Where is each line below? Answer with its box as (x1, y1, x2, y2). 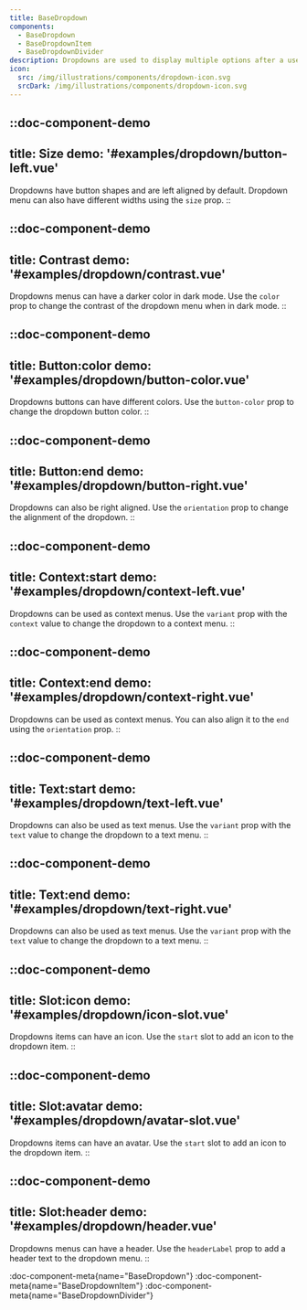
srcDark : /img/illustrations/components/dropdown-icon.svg (17, 81, 248, 91)
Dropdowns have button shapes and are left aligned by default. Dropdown (9, 185, 288, 196)
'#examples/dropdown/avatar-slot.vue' (9, 1113, 240, 1129)
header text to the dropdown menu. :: (9, 1252, 150, 1263)
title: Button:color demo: (9, 357, 153, 373)
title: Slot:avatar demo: (9, 1099, 143, 1114)
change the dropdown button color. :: (9, 406, 150, 417)
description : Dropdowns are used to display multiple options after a (9, 56, 284, 65)
